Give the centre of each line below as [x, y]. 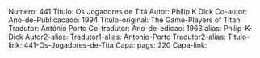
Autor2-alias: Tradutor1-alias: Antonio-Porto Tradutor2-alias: [126, 37]
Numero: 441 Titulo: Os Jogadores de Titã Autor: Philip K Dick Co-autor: [128, 12]
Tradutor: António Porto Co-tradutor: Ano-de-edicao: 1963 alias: [115, 28]
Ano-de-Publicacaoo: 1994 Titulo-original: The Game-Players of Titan [124, 20]
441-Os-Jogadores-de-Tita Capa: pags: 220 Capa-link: [115, 45]
